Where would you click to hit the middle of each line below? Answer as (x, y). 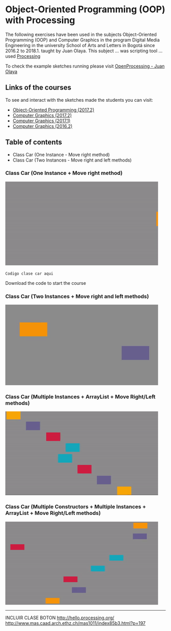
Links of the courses (38, 88)
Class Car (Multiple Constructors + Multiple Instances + (76, 507)
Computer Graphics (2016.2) (42, 126)
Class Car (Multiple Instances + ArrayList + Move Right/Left (80, 397)
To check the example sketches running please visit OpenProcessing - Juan (85, 66)
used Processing (23, 56)
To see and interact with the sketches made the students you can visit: (79, 100)
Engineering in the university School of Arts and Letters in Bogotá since (80, 45)
